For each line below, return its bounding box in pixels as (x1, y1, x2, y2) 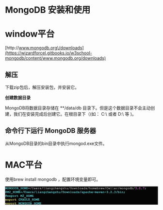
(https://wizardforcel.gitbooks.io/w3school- (5, 50, 92, 56)
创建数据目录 (5, 94, 31, 100)
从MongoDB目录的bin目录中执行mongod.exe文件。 (5, 140, 107, 146)
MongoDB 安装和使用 (5, 4, 91, 16)
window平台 (5, 29, 55, 39)
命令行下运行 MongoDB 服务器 (5, 127, 96, 135)
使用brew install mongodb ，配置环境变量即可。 (5, 176, 101, 182)
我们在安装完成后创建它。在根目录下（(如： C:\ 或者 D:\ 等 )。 (13, 111, 137, 117)
